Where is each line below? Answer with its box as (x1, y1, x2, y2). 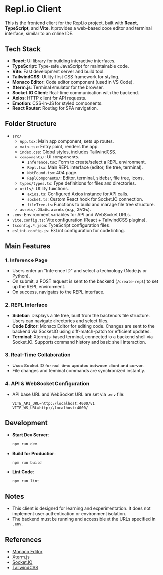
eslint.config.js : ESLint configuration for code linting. (12, 227, 125, 233)
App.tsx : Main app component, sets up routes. (19, 138, 114, 144)
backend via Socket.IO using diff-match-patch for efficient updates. (12, 328, 151, 334)
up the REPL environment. (12, 284, 66, 290)
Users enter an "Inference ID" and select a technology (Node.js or (12, 268, 147, 274)
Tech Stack (5, 45, 41, 53)
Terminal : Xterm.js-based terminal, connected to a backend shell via (12, 333, 153, 340)
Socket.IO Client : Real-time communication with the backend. (12, 89, 140, 95)
